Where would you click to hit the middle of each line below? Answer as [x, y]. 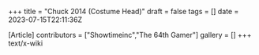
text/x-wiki [26, 43]
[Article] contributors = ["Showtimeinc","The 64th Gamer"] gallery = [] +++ [130, 35]
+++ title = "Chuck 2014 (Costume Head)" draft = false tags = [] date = [124, 11]
